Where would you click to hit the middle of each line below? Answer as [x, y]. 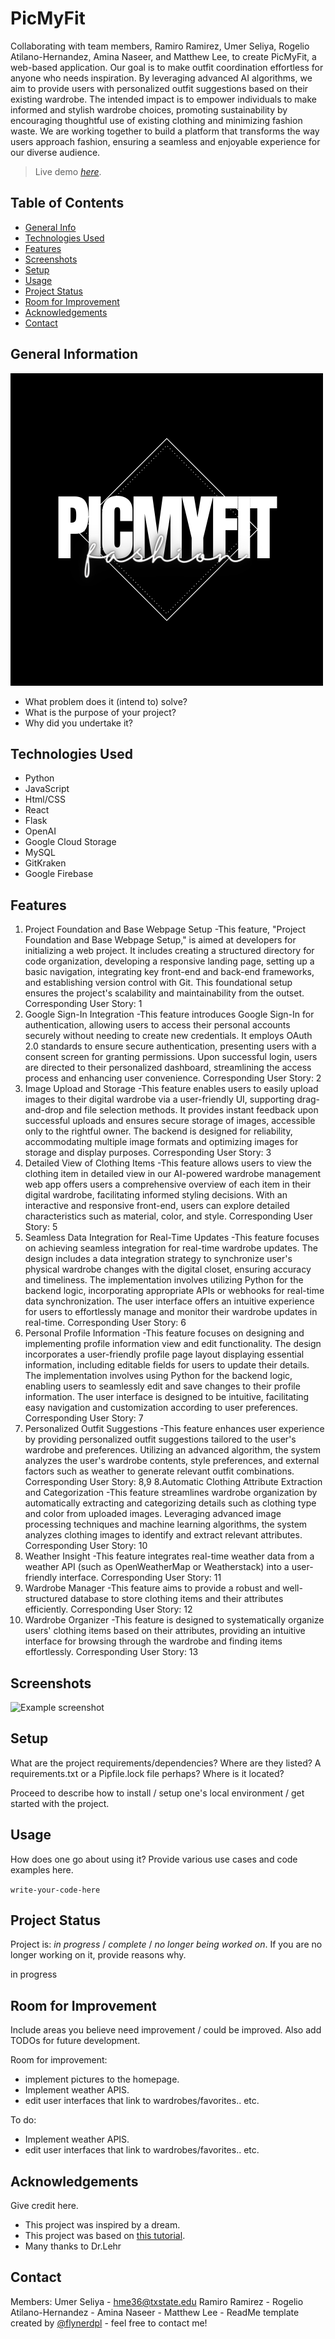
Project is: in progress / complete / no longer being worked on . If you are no [166, 1944]
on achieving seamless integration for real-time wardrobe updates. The [171, 1248]
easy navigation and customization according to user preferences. [161, 1408]
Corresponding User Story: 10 [86, 1546]
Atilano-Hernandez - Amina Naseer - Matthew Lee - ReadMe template [155, 2312]
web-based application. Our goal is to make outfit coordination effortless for [167, 67]
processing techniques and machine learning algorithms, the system [166, 1524]
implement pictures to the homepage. [102, 2079]
